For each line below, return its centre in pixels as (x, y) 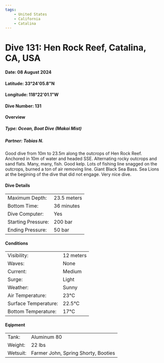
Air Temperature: (27, 296)
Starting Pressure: (28, 222)
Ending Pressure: (27, 230)
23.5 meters (68, 198)
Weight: (16, 345)
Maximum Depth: (27, 198)
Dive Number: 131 (23, 106)
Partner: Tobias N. (24, 141)
